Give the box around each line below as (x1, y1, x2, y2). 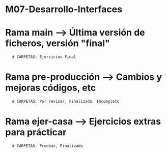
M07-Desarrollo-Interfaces (5, 4, 123, 15)
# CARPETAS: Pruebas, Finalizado (12, 143, 83, 148)
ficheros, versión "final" (5, 38, 110, 49)
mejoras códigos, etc (5, 82, 96, 94)
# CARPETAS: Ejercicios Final (12, 54, 76, 59)
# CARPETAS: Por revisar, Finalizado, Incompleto (12, 99, 120, 104)
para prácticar (5, 127, 67, 138)
